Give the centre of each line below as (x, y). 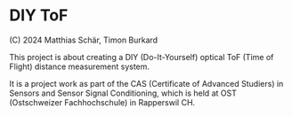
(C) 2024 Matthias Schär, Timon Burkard (84, 40)
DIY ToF (39, 15)
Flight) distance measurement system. (79, 66)
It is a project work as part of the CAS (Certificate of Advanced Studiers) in (146, 83)
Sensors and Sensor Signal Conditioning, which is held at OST (123, 93)
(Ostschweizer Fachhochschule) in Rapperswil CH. (102, 102)
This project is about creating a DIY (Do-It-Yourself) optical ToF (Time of (142, 57)
